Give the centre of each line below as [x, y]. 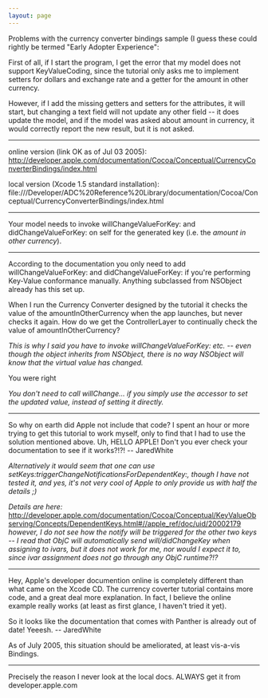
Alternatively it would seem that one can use [82, 465]
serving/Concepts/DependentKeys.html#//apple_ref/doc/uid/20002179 [125, 523]
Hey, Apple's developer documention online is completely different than [126, 580]
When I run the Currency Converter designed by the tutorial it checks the [128, 305]
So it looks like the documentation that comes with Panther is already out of [132, 621]
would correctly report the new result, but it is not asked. [101, 128]
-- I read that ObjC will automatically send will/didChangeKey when [119, 540]
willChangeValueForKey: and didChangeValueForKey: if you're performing [130, 272]
